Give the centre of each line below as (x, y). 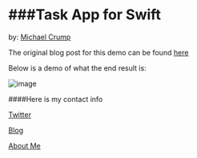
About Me (25, 145)
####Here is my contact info (56, 99)
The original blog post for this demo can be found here (98, 52)
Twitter (20, 115)
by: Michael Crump (40, 37)
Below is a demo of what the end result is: (77, 68)
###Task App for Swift (85, 15)
